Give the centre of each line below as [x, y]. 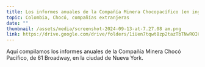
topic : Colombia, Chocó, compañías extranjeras [68, 18]
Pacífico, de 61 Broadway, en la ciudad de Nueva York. [75, 58]
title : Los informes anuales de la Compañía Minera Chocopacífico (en [98, 12]
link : [13, 34]
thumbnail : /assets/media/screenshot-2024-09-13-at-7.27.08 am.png [94, 29]
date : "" [17, 23]
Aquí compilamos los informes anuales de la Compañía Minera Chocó [94, 51]
